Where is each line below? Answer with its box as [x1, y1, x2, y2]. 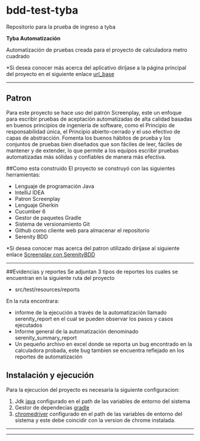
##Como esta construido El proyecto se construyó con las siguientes [6, 165, 176, 172]
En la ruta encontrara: [6, 297, 60, 304]
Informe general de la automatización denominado [14, 327, 139, 335]
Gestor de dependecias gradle [14, 404, 90, 411]
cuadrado [6, 52, 30, 59]
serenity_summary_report [14, 334, 77, 341]
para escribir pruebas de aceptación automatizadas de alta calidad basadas [6, 115, 192, 122]
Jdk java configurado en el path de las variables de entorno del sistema [14, 398, 190, 405]
